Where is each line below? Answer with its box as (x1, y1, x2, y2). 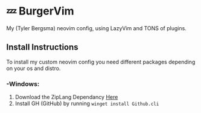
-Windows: (6, 80, 40, 88)
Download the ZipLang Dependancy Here (14, 94, 118, 101)
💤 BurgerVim (6, 4, 74, 18)
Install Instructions (6, 42, 78, 53)
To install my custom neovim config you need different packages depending (6, 58, 196, 65)
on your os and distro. (6, 65, 61, 72)
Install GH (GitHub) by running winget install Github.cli (14, 100, 159, 107)
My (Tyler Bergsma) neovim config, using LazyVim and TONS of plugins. (6, 24, 187, 31)
